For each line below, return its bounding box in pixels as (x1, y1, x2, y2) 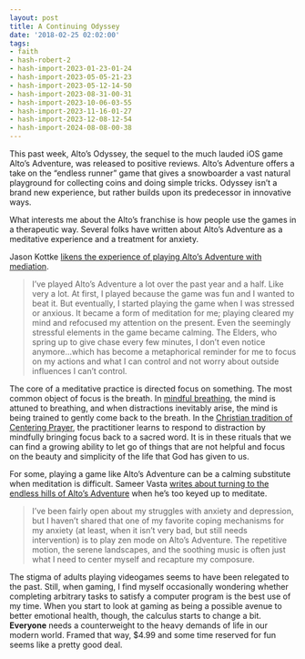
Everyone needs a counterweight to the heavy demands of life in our (9, 620, 269, 631)
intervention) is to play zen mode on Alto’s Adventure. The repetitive (31, 534, 288, 545)
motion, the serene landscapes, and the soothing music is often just (31, 544, 287, 555)
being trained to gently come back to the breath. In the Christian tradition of (9, 412, 293, 423)
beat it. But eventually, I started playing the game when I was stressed (31, 298, 295, 309)
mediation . (9, 261, 49, 271)
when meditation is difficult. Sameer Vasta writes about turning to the (9, 479, 269, 489)
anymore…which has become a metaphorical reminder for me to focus (31, 347, 297, 357)
